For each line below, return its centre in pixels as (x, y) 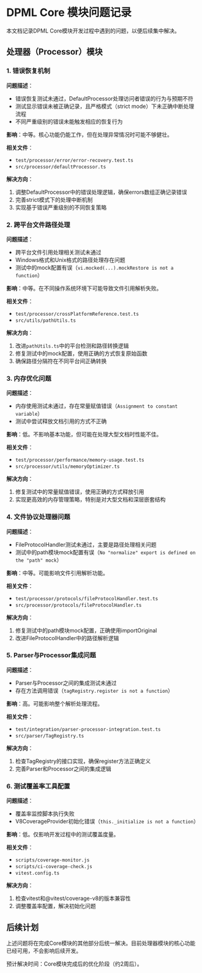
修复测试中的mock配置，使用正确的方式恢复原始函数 (81, 353)
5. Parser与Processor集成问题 (51, 655)
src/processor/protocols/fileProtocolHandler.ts (78, 605)
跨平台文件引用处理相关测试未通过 (58, 252)
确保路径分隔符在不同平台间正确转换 (61, 361)
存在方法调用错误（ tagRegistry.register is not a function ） (94, 690)
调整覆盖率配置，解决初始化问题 (55, 906)
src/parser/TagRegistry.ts (50, 736)
